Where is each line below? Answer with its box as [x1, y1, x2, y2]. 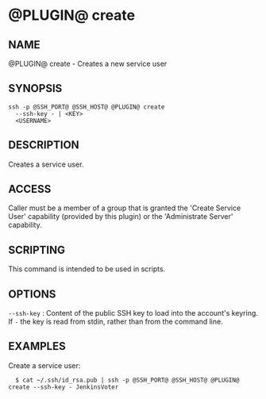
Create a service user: [8, 360, 81, 370]
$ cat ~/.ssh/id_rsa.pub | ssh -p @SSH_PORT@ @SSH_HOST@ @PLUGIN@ [15, 376, 240, 384]
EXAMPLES [8, 340, 66, 353]
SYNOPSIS [8, 82, 63, 95]
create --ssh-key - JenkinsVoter [8, 383, 119, 391]
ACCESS [8, 182, 52, 196]
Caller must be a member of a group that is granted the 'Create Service [8, 203, 241, 213]
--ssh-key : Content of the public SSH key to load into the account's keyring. [8, 309, 258, 318]
